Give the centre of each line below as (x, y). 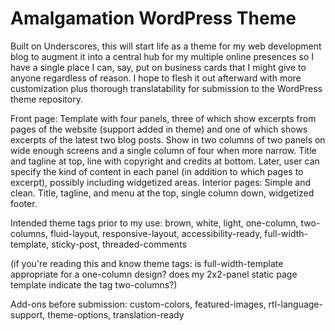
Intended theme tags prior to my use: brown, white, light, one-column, (154, 223)
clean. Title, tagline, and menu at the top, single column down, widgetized (162, 193)
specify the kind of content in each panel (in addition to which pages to (157, 171)
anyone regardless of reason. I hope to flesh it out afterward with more (156, 78)
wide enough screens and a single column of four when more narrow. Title (163, 150)
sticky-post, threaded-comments (119, 244)
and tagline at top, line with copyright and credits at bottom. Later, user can (165, 161)
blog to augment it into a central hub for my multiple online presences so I (162, 56)
